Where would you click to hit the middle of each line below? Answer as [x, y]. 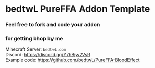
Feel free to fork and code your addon [53, 25]
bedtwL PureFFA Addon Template [78, 9]
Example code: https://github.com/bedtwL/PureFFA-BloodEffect [72, 60]
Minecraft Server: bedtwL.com [36, 49]
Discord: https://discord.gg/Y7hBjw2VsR [48, 55]
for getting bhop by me [34, 39]
